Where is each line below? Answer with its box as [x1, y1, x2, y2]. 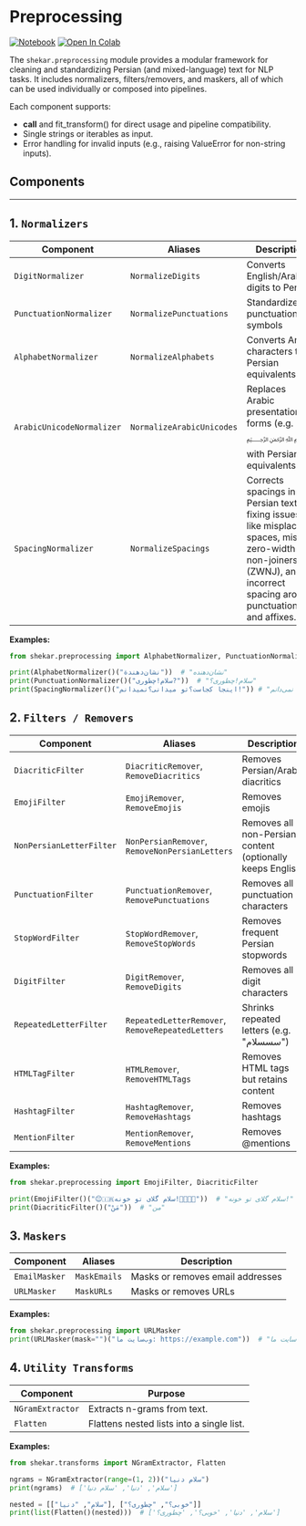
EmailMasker [14, 1272, 66, 1282]
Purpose [148, 1386, 186, 1399]
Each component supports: [9, 100, 111, 111]
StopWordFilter [14, 932, 80, 943]
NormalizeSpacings [130, 543, 210, 554]
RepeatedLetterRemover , [126, 1013, 227, 1026]
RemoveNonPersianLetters [126, 846, 234, 856]
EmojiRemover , [126, 791, 185, 804]
